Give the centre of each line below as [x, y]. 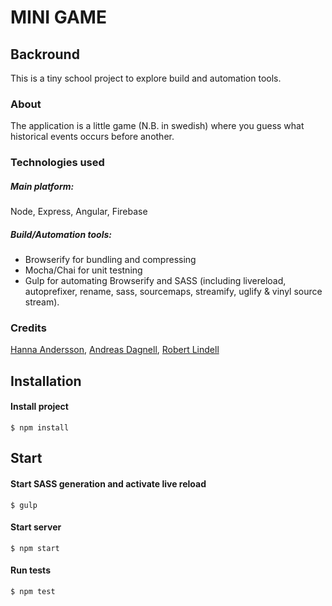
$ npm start [35, 548]
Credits [28, 328]
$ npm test [33, 592]
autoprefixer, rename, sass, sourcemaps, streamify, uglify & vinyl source [173, 292]
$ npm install [40, 428]
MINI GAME [58, 17]
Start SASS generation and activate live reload [108, 484]
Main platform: [42, 186]
